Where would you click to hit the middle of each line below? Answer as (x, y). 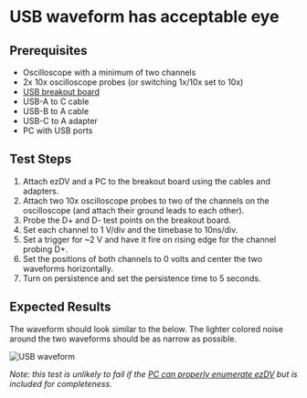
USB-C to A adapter (60, 121)
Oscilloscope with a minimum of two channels (109, 72)
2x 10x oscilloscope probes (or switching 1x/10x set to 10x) (133, 82)
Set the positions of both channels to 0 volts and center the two (143, 258)
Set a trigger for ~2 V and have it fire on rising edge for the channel (149, 239)
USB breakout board (61, 92)
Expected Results (60, 307)
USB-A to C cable (56, 101)
